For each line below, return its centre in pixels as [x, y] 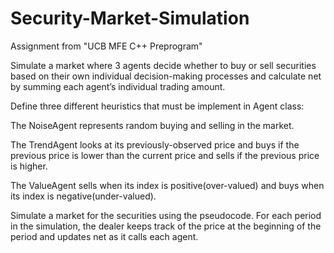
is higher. [29, 166]
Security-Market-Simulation [130, 18]
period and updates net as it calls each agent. [104, 236]
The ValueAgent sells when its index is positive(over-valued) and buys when [167, 185]
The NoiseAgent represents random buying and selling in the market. [152, 125]
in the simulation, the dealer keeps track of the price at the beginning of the [166, 226]
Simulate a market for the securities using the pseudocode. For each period [166, 215]
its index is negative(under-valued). [83, 196]
